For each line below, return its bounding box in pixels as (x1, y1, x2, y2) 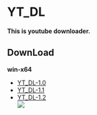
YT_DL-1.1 (17, 85, 45, 94)
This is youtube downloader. (7, 27, 91, 35)
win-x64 (7, 65, 32, 73)
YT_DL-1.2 (17, 93, 47, 101)
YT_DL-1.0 (17, 79, 47, 87)
